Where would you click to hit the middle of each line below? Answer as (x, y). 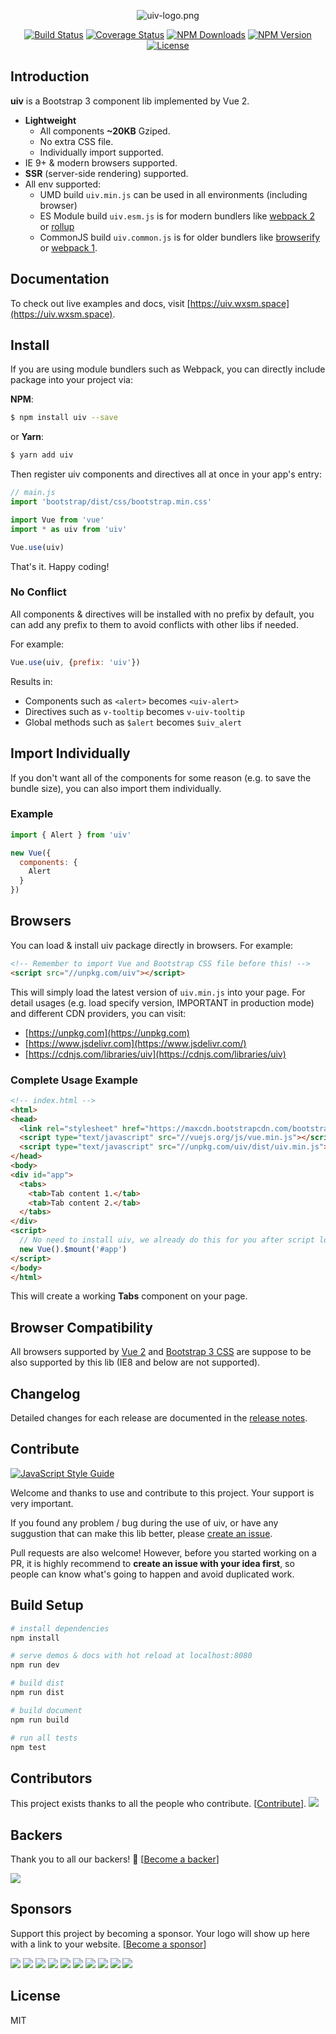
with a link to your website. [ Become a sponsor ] (108, 1944)
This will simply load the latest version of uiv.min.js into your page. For (158, 992)
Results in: (31, 681)
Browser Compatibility (81, 1327)
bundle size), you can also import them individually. (116, 788)
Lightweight (50, 120)
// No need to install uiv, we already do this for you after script (167, 1240)
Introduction (50, 76)
